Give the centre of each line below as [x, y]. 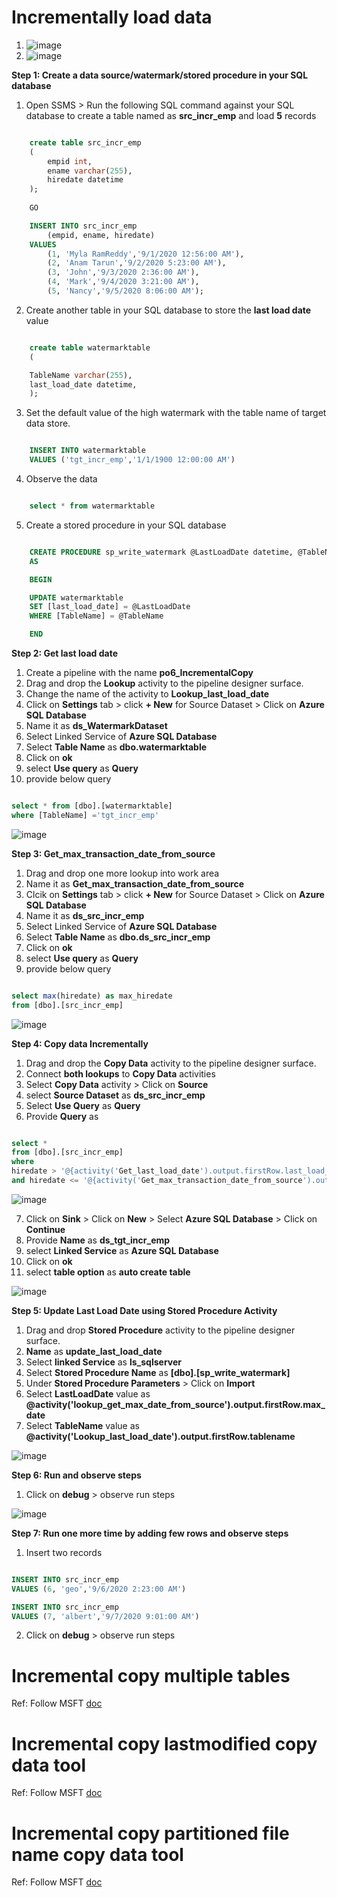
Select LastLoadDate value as [88, 1393]
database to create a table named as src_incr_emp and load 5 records [171, 115]
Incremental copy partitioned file [150, 1833]
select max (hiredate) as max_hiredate [92, 996]
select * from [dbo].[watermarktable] [92, 806]
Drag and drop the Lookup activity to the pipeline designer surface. [164, 683]
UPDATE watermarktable [76, 597]
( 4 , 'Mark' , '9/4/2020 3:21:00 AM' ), [123, 282]
